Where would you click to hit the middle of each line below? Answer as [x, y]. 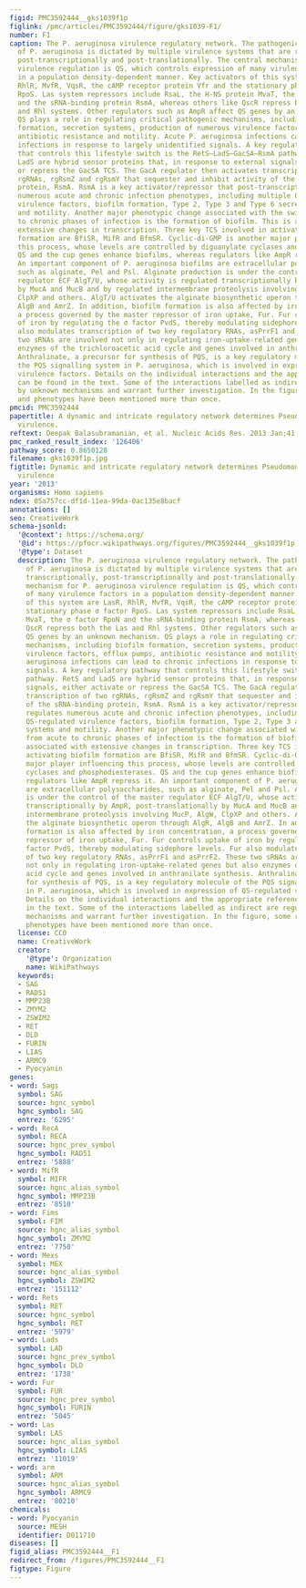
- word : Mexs [34, 1255]
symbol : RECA [42, 1137]
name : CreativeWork [55, 942]
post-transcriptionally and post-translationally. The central [140, 60]
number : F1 [30, 35]
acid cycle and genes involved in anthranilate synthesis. [140, 874]
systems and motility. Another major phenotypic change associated [156, 730]
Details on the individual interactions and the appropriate [144, 899]
